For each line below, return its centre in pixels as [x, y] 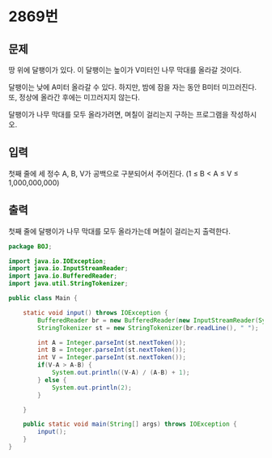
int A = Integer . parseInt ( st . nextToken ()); [112, 342]
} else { [52, 380]
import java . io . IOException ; [57, 261]
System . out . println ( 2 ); [91, 388]
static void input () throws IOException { [96, 312]
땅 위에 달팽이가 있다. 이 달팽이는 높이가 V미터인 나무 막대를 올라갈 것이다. [125, 70]
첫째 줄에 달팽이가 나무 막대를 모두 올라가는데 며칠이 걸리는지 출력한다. [119, 231]
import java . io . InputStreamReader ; [68, 269]
